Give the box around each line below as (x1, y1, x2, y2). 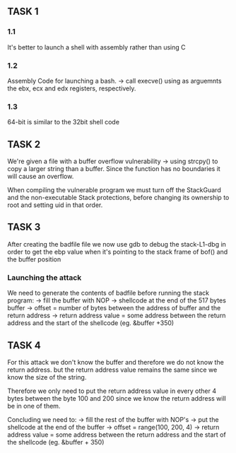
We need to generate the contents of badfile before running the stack (7, 289, 210, 298)
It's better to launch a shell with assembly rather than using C (7, 42, 186, 52)
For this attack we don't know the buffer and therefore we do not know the (7, 358, 224, 367)
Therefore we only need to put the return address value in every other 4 (7, 387, 217, 395)
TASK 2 (7, 138, 41, 151)
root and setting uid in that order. (7, 201, 103, 209)
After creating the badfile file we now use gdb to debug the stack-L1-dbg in (7, 240, 226, 248)
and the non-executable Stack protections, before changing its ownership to (7, 194, 230, 202)
